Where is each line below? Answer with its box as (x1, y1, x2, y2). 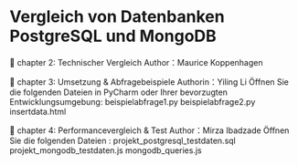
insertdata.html (9, 106, 67, 117)
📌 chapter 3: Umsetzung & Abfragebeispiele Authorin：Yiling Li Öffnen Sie (9, 76, 290, 88)
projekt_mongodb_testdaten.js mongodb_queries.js (9, 144, 203, 156)
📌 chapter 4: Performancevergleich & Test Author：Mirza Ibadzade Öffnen (9, 125, 290, 136)
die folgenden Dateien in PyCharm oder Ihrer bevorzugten (9, 87, 229, 98)
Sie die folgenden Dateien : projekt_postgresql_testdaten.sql (9, 135, 236, 146)
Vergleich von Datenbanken (9, 6, 226, 27)
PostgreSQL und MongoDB (9, 26, 217, 46)
